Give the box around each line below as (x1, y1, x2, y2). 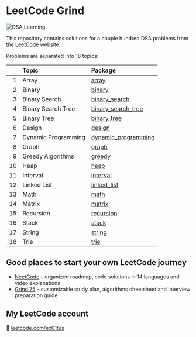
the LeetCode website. (6, 41, 61, 48)
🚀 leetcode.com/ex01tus (6, 324, 64, 331)
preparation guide (14, 291, 58, 299)
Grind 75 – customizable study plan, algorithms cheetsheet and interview (14, 286, 191, 293)
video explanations (14, 279, 60, 286)
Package (91, 66, 116, 74)
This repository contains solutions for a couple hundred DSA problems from (6, 35, 188, 42)
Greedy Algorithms (22, 152, 74, 160)
